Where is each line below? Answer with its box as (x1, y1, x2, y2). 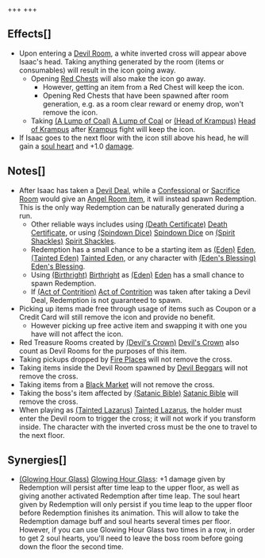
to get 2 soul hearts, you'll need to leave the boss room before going (18, 533, 244, 543)
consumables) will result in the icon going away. (18, 65, 176, 75)
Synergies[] (7, 454, 67, 467)
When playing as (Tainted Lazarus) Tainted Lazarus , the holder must (18, 405, 243, 414)
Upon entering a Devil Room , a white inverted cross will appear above (18, 48, 247, 58)
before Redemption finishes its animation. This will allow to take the (18, 508, 240, 517)
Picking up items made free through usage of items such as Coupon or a (18, 304, 256, 313)
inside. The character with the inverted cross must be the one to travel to (18, 422, 258, 432)
